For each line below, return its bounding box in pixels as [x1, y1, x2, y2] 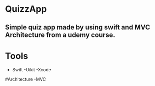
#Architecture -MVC [5, 76, 46, 82]
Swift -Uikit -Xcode [12, 66, 51, 72]
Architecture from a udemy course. [5, 30, 116, 39]
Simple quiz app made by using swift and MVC [5, 23, 150, 31]
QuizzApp [5, 3, 47, 15]
